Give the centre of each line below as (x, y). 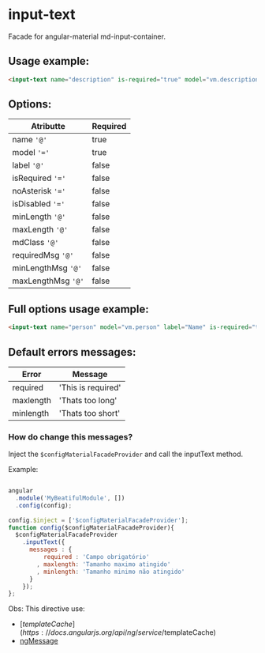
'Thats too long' (88, 400)
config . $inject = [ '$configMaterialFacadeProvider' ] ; (99, 520)
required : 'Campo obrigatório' (96, 557)
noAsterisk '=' (39, 191)
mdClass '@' (35, 243)
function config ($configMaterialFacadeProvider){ (91, 527)
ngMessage (39, 641)
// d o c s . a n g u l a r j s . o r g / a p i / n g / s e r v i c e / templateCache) (131, 632)
